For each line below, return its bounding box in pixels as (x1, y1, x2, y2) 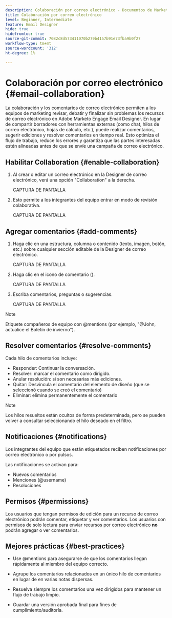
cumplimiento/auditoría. (12, 607, 63, 613)
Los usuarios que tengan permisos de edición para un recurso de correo (5, 511, 158, 517)
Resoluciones (12, 482, 41, 488)
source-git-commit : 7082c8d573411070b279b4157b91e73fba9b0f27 (5, 36, 141, 42)
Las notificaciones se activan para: (5, 461, 79, 467)
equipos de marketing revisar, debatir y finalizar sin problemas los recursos (5, 110, 164, 116)
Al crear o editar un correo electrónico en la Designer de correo (12, 171, 147, 177)
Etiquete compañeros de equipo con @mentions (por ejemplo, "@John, (5, 321, 156, 327)
